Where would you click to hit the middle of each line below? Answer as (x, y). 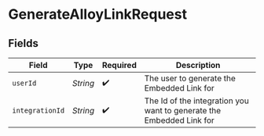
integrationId (38, 111)
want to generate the (183, 111)
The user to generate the (190, 78)
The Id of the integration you (196, 101)
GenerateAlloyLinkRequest (97, 14)
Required (119, 65)
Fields (24, 43)
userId (24, 83)
